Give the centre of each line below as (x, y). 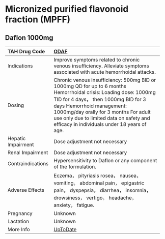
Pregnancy (20, 213)
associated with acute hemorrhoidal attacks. (105, 72)
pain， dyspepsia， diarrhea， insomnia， (102, 190)
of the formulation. (75, 167)
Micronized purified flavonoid (67, 9)
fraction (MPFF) (38, 19)
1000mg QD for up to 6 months (90, 86)
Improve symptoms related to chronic (97, 60)
